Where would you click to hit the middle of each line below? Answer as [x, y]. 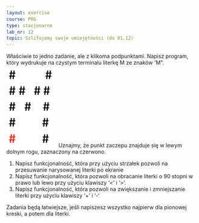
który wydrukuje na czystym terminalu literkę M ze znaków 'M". [85, 63]
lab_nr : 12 [20, 32]
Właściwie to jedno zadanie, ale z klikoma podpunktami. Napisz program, [97, 56]
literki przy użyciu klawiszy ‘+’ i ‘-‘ [57, 196]
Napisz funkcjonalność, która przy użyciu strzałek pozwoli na [91, 164]
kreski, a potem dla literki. [38, 214]
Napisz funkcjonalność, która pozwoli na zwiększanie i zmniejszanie [100, 189]
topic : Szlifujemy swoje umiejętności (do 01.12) [70, 38]
